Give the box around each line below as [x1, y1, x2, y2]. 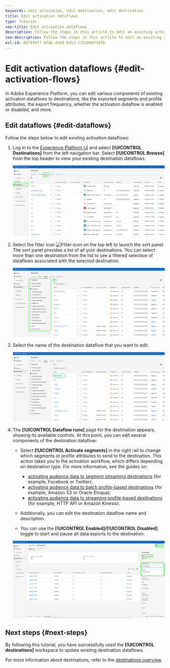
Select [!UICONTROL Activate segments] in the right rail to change [20, 447, 161, 453]
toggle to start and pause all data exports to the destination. [20, 531, 145, 537]
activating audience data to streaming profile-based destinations [27, 495, 163, 501]
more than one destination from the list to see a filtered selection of [12, 252, 153, 258]
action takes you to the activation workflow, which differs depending [20, 458, 163, 464]
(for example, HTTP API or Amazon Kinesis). [27, 500, 120, 506]
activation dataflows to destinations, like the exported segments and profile [5, 95, 162, 101]
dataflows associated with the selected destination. [12, 258, 120, 264]
